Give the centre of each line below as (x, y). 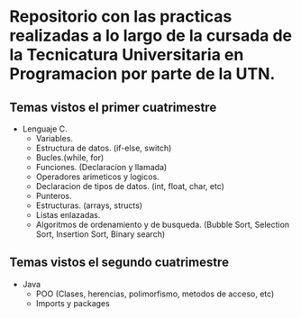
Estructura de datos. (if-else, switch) (104, 148)
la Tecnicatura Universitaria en (127, 55)
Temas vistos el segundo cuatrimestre (119, 263)
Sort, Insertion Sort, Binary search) (100, 234)
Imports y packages (73, 303)
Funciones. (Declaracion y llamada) (101, 167)
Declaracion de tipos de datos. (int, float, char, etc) (130, 186)
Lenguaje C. (45, 129)
